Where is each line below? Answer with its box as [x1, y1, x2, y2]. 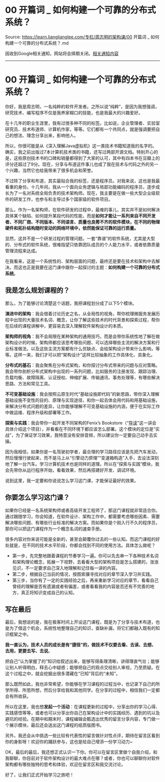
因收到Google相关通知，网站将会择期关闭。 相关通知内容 [5, 50, 119, 56]
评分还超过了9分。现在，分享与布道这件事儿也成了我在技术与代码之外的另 [5, 161, 154, 167]
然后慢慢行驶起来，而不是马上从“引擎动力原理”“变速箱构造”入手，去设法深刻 [5, 455, 159, 460]
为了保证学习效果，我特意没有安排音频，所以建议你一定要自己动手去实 [15, 432, 158, 438]
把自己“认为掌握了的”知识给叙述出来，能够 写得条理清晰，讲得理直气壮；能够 [5, 658, 160, 664]
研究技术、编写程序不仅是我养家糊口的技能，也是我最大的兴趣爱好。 [5, 109, 143, 115]
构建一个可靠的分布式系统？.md [5, 40, 69, 46]
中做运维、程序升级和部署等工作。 [5, 409, 74, 415]
